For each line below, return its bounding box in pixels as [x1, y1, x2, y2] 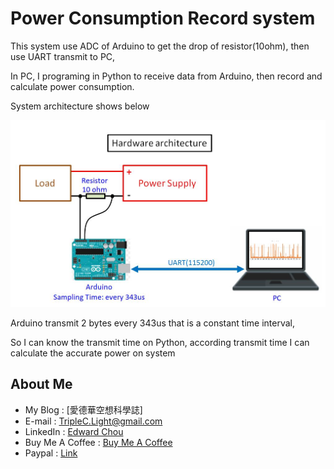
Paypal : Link [24, 447, 78, 459]
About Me [10, 376, 73, 393]
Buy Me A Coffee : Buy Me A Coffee [24, 436, 173, 448]
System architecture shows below [10, 100, 150, 112]
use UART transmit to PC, [10, 50, 116, 62]
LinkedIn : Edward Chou [24, 425, 124, 437]
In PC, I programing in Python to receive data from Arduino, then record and [10, 70, 323, 82]
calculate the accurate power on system [10, 347, 176, 359]
